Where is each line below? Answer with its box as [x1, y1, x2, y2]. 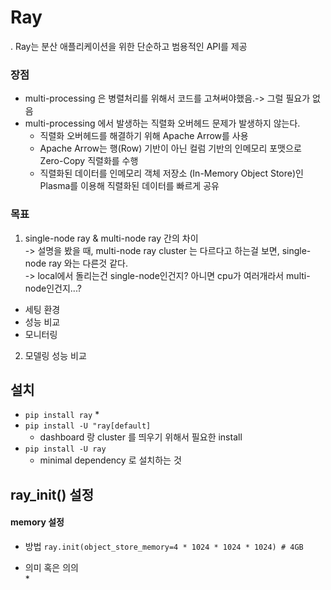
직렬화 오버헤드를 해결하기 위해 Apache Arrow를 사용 [39, 130, 249, 142]
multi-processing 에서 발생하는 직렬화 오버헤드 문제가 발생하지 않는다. [24, 117, 301, 130]
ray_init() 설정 [10, 486, 94, 503]
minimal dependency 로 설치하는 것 [39, 454, 182, 466]
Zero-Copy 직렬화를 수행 [39, 155, 139, 167]
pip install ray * [24, 409, 100, 421]
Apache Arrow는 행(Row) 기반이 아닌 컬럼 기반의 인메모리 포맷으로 [39, 142, 302, 155]
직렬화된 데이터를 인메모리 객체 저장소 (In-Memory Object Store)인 [39, 167, 304, 180]
